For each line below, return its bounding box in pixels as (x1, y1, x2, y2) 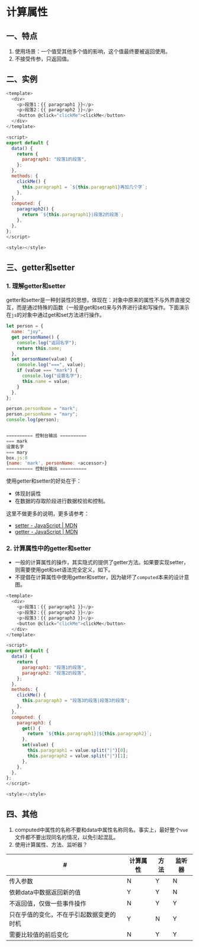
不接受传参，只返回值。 (14, 55, 72, 62)
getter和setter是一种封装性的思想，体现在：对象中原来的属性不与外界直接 (6, 297, 185, 304)
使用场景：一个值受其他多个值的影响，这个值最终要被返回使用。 (14, 48, 171, 55)
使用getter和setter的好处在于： (6, 477, 82, 484)
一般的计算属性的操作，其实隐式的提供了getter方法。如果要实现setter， (14, 559, 190, 566)
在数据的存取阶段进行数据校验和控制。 (14, 498, 108, 505)
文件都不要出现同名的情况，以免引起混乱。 (14, 833, 119, 841)
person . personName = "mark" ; (6, 405, 78, 412)
